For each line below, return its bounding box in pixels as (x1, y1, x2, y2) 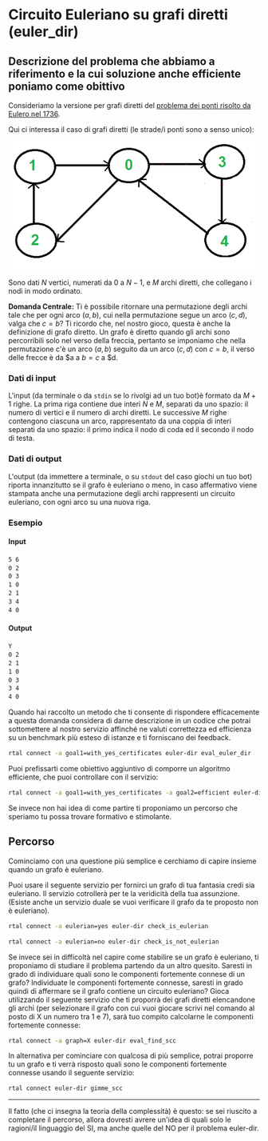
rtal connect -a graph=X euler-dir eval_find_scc (8, 1036, 177, 1045)
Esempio (8, 517, 43, 528)
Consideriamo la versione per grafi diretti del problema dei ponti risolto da (8, 101, 251, 110)
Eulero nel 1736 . (8, 110, 61, 118)
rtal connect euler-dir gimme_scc (8, 1084, 124, 1093)
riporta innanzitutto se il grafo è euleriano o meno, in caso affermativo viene (8, 480, 258, 490)
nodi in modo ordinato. (8, 286, 83, 296)
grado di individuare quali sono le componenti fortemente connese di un (8, 969, 246, 979)
